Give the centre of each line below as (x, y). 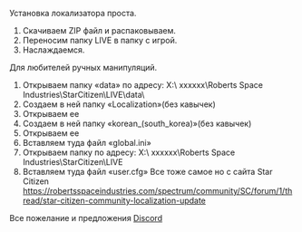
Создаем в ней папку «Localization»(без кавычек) (119, 104)
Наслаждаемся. (54, 50)
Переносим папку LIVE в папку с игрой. (100, 40)
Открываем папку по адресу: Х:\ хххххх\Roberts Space (129, 152)
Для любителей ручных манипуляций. (83, 68)
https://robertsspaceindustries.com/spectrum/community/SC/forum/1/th (157, 191)
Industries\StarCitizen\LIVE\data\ (83, 95)
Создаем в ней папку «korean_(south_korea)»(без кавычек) (137, 123)
